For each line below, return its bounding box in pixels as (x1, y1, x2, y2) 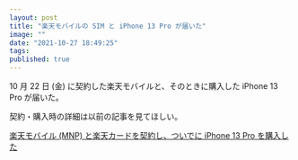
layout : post (9, 13, 58, 22)
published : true (9, 55, 70, 64)
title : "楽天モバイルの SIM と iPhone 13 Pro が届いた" (9, 22, 206, 31)
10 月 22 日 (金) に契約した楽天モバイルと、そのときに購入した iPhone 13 (9, 81, 278, 91)
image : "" (9, 30, 47, 39)
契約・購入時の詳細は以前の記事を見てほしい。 (9, 111, 182, 121)
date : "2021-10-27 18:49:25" (9, 38, 118, 48)
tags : (9, 47, 30, 56)
